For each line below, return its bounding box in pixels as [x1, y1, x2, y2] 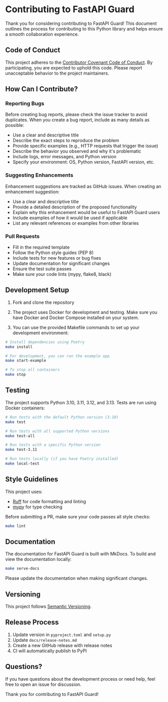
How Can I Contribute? [5, 85, 78, 93]
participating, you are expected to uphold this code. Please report [5, 64, 143, 71]
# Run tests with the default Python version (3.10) [5, 414, 119, 419]
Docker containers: [5, 405, 45, 411]
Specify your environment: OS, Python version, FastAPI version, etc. [12, 159, 155, 165]
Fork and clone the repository [12, 299, 74, 305]
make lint [5, 523, 26, 529]
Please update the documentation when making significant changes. [5, 575, 148, 581]
